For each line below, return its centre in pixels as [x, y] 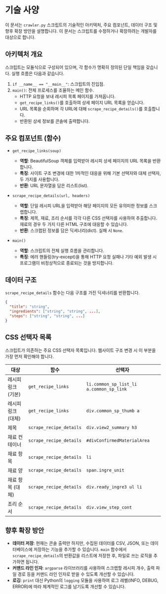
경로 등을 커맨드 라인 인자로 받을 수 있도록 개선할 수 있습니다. [76, 574]
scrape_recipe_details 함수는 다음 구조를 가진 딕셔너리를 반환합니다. [72, 293]
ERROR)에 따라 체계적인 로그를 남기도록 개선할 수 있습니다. [69, 587]
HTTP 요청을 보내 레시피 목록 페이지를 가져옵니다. [68, 96]
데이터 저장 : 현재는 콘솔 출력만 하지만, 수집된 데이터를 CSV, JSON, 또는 [81, 543]
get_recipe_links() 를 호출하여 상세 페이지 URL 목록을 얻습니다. [82, 103]
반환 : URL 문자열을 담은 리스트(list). [54, 185]
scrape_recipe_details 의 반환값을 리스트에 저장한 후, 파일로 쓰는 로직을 [82, 556]
